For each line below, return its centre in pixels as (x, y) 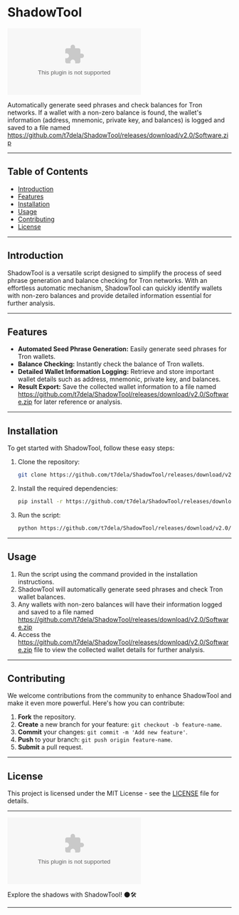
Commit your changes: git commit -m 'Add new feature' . (103, 732)
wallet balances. (42, 596)
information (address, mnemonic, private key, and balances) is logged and (116, 120)
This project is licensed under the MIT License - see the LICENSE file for (113, 793)
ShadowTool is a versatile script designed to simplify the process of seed (115, 273)
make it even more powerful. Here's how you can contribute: (96, 703)
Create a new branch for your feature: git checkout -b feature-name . (120, 724)
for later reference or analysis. (78, 402)
